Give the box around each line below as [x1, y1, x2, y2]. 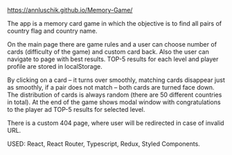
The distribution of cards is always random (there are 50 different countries [7, 90, 222, 99]
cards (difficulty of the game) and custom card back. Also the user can [7, 48, 209, 56]
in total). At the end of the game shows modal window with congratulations [7, 98, 221, 106]
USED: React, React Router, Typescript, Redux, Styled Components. [7, 140, 201, 148]
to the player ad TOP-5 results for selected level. [7, 106, 145, 113]
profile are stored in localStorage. [7, 63, 102, 70]
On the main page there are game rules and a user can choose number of [7, 40, 217, 48]
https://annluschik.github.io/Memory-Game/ [7, 6, 133, 14]
